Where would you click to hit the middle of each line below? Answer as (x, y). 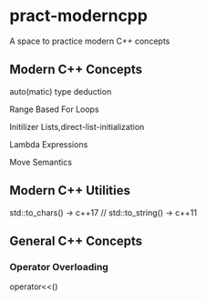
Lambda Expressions (49, 144)
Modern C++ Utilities (70, 191)
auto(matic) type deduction (61, 91)
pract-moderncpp (79, 16)
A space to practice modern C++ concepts (90, 41)
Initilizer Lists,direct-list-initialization (77, 126)
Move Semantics (41, 162)
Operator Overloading (59, 266)
